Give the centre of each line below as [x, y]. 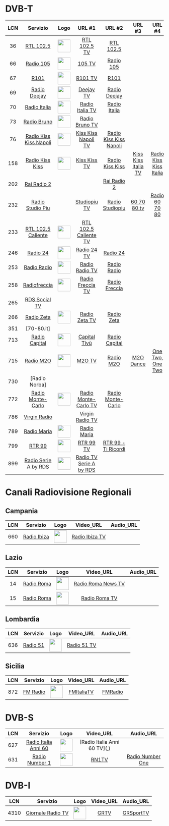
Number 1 [39, 763]
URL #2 [114, 28]
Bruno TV [87, 125]
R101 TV [87, 78]
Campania [22, 511]
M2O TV [87, 360]
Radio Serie [38, 460]
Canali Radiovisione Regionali [68, 492]
